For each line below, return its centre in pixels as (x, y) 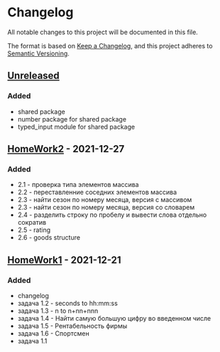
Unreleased (34, 76)
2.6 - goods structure (49, 238)
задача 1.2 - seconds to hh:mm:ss (68, 303)
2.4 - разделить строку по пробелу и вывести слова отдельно (112, 215)
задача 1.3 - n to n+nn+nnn (58, 311)
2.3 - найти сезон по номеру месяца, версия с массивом (105, 200)
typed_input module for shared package (76, 127)
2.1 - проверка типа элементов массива (78, 185)
